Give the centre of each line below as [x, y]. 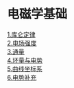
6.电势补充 [22, 77]
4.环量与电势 [25, 60]
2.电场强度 [22, 43]
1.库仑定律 [21, 34]
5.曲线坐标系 [25, 69]
